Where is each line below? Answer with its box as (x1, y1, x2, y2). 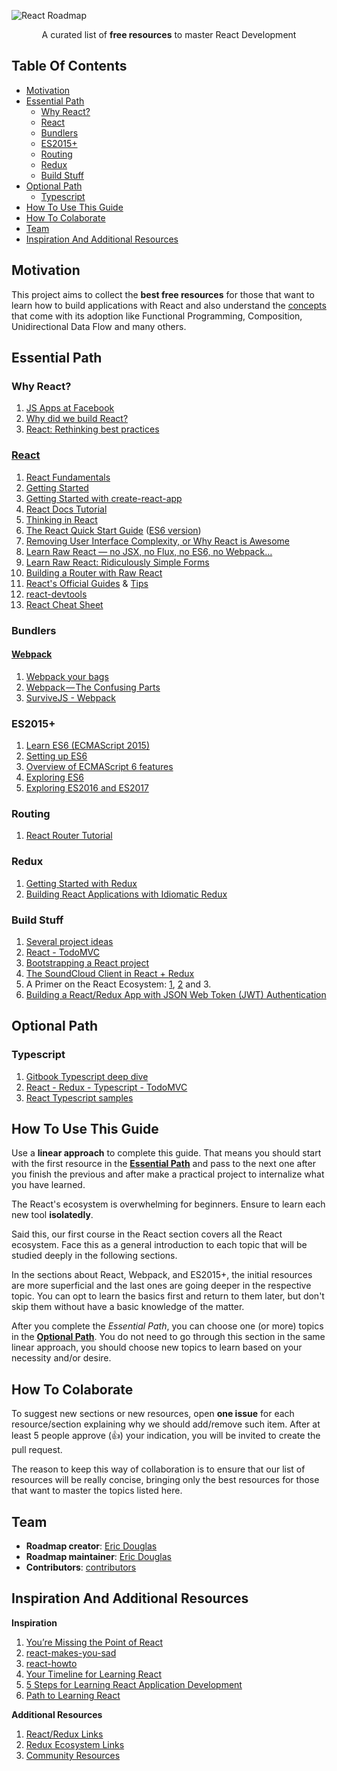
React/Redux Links (25, 1728, 104, 1740)
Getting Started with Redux (25, 877, 138, 889)
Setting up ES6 (25, 750, 88, 762)
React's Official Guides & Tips (25, 577, 149, 589)
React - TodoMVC (25, 946, 101, 958)
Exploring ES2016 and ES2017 (25, 782, 149, 794)
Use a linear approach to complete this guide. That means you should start (11, 1147, 322, 1159)
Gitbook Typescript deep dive (25, 1070, 149, 1082)
